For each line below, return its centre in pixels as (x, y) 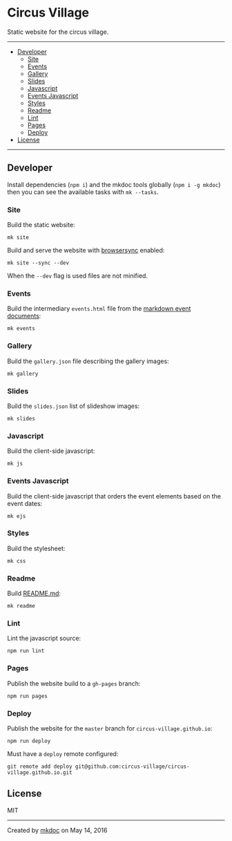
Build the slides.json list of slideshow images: (74, 406)
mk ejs (17, 516)
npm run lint (26, 651)
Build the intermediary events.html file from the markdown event (99, 309)
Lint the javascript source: (44, 638)
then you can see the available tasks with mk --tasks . (83, 192)
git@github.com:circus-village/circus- (132, 767)
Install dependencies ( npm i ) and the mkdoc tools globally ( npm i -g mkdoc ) (114, 184)
